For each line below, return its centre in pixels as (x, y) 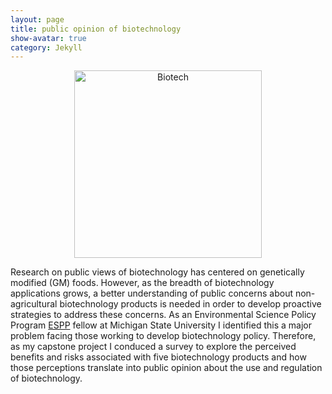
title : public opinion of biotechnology (96, 29)
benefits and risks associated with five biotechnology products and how (158, 357)
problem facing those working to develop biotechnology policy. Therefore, (163, 336)
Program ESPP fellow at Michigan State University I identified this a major (161, 325)
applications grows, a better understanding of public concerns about (151, 293)
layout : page (37, 19)
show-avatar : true (48, 38)
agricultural (34, 304)
